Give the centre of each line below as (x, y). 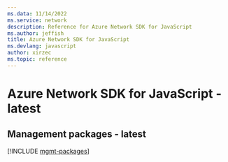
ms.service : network (37, 20)
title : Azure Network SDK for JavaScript (69, 40)
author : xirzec (29, 53)
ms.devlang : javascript (42, 46)
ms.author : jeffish (36, 33)
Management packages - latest (77, 134)
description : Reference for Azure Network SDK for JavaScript (100, 27)
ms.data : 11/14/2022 (37, 14)
